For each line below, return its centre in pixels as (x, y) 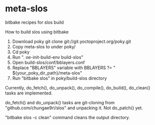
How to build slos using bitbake (37, 32)
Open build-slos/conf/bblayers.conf (48, 62)
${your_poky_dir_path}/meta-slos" (47, 73)
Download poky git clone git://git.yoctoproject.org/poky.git (72, 41)
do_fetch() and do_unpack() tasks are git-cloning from (60, 102)
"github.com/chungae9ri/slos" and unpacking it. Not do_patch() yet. (74, 108)
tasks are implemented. (29, 93)
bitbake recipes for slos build (34, 22)
